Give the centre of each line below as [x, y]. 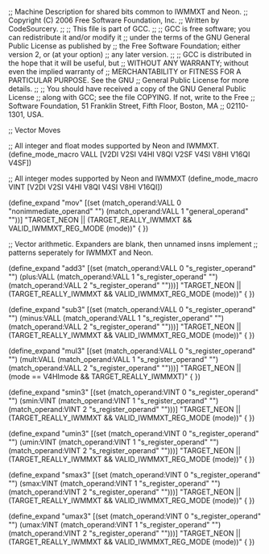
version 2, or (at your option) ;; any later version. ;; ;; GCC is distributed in [130, 54]
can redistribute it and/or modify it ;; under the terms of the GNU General [129, 37]
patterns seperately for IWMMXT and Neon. [81, 252]
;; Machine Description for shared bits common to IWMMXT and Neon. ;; [128, 12]
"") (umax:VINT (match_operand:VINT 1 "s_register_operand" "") [115, 525]
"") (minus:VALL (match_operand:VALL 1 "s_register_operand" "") [116, 318]
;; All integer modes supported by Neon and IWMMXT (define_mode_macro [133, 178]
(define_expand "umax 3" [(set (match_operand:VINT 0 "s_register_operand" [135, 516]
